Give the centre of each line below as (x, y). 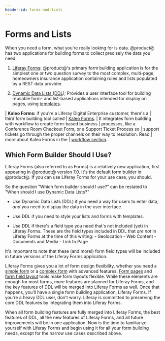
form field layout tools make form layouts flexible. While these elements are (82, 276)
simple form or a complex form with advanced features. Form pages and (79, 271)
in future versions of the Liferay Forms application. (56, 257)
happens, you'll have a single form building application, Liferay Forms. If (78, 292)
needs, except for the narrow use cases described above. (64, 333)
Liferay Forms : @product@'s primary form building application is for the (85, 68)
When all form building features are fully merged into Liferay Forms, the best (82, 312)
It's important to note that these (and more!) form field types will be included (83, 251)
